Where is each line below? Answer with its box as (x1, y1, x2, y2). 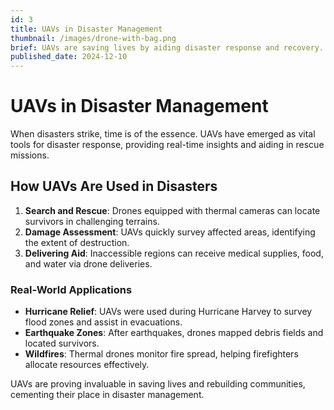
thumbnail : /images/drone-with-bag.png (10, 33, 177, 43)
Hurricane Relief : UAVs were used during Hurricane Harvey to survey (24, 306, 313, 318)
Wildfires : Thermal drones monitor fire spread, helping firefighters (24, 348, 299, 360)
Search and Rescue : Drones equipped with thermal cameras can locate (24, 204, 321, 216)
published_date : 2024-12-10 (10, 52, 128, 62)
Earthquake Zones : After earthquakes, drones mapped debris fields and (24, 327, 324, 339)
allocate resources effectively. (24, 359, 150, 371)
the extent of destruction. (24, 236, 130, 248)
